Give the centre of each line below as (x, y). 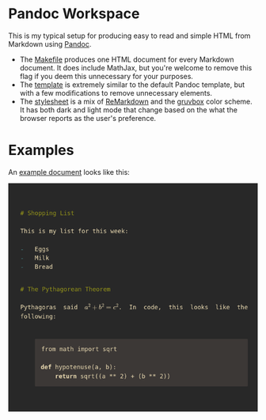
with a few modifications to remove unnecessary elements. (116, 93)
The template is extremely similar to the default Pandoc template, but (132, 85)
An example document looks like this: (69, 172)
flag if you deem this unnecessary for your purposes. (106, 76)
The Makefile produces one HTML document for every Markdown (127, 59)
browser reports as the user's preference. (88, 118)
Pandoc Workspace (74, 14)
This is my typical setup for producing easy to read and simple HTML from (129, 36)
